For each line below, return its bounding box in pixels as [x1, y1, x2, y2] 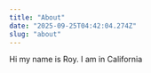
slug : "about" [9, 29, 62, 38]
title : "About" [9, 12, 66, 22]
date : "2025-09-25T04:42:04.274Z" [9, 21, 138, 30]
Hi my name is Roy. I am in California [9, 54, 143, 65]
